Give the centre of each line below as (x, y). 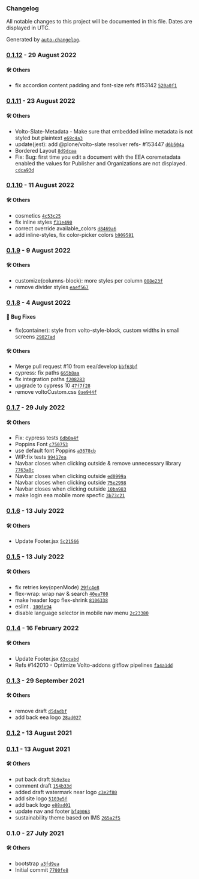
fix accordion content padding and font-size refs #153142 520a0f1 (96, 85)
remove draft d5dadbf (41, 711)
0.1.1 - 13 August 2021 (38, 749)
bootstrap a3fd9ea (37, 863)
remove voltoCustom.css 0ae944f (56, 392)
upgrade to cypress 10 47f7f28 (53, 385)
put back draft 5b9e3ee (43, 779)
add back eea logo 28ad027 (48, 717)
